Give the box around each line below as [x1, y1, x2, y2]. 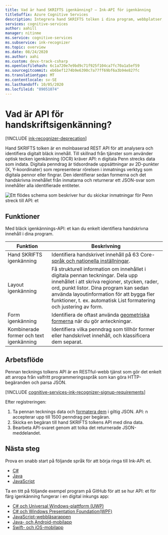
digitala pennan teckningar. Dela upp [51, 272, 138, 279]
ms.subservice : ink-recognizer [5, 40, 70, 45]
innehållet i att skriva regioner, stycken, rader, [51, 278, 159, 285]
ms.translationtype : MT [5, 73, 55, 78]
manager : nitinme [5, 31, 41, 36]
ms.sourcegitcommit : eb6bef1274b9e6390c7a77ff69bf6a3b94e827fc [5, 68, 140, 73]
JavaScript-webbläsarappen [12, 513, 71, 519]
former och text [7, 332, 44, 339]
